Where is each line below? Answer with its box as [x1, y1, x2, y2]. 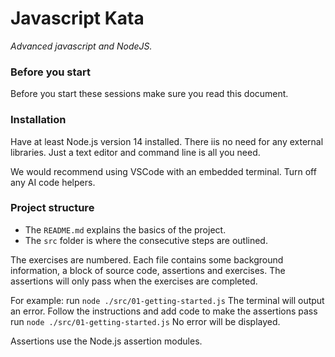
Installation [10, 113, 67, 127]
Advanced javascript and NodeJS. [10, 40, 153, 52]
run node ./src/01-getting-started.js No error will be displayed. [10, 315, 281, 327]
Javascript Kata [10, 7, 145, 30]
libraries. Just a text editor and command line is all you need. [10, 146, 261, 158]
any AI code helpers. [10, 176, 96, 188]
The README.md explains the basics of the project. [24, 223, 227, 236]
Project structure [10, 201, 95, 215]
